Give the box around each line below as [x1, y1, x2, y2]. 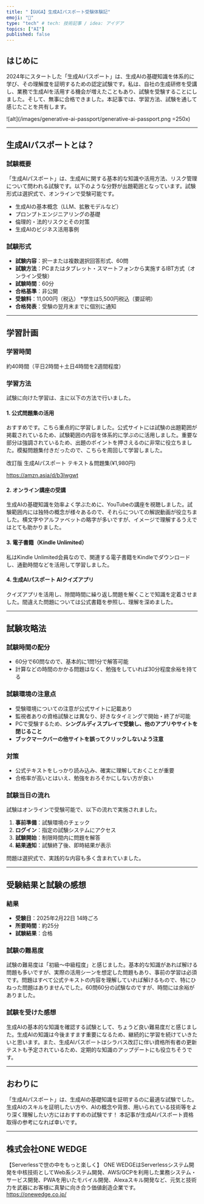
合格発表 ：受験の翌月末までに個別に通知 [15, 302, 117, 310]
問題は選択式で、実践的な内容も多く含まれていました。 [6, 854, 144, 862]
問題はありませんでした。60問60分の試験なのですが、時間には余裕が [22, 984, 195, 991]
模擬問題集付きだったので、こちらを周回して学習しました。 [16, 447, 166, 454]
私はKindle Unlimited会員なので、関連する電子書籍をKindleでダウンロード [6, 553, 191, 560]
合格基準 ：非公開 [15, 287, 58, 294]
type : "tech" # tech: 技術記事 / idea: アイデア [6, 20, 124, 26]
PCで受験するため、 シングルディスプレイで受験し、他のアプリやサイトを [15, 720, 198, 727]
